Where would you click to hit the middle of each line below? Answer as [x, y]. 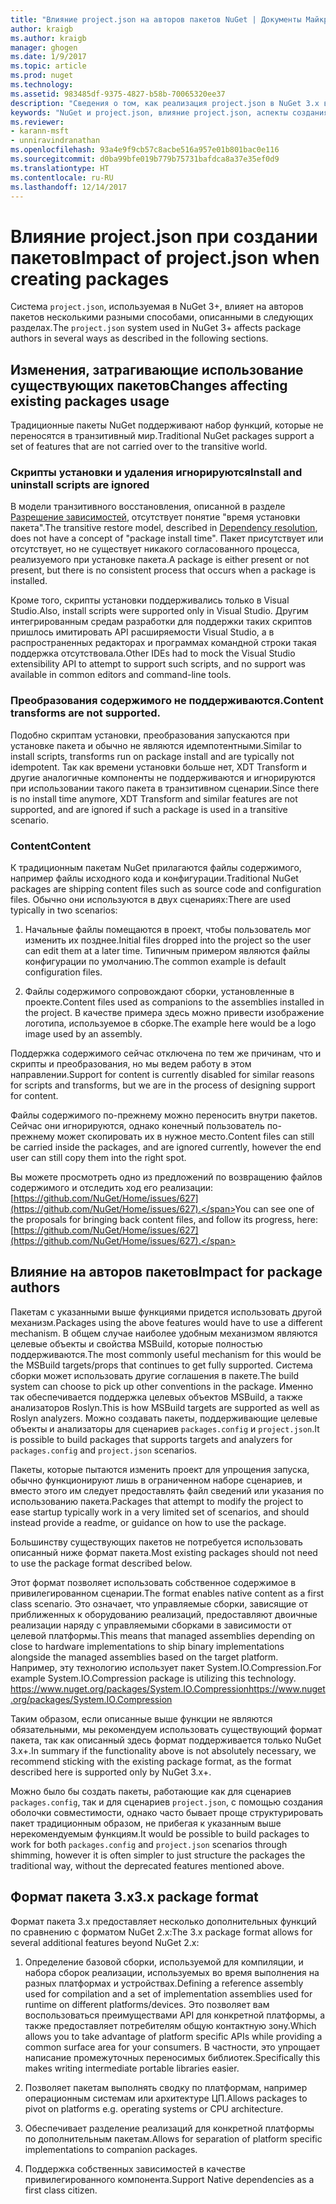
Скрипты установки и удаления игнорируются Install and [156, 473]
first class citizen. [61, 2190]
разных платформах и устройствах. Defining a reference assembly [164, 1983]
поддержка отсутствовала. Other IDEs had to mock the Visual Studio [153, 653]
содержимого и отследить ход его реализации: [112, 1188]
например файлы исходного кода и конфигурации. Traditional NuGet [154, 878]
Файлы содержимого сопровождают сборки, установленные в [159, 992]
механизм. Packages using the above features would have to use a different [166, 1322]
